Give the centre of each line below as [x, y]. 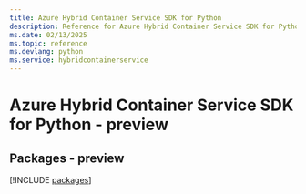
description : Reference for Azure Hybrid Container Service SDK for [142, 26]
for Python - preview [89, 125]
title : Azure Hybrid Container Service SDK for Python [116, 18]
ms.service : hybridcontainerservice [79, 60]
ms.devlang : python [46, 52]
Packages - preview [67, 158]
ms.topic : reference [49, 43]
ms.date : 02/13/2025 [49, 35]
